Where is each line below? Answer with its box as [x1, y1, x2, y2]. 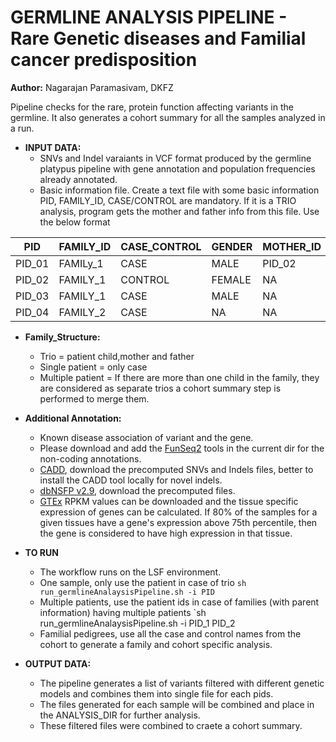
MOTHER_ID [262, 239, 322, 253]
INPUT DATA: [24, 141, 82, 153]
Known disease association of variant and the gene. [39, 431, 254, 443]
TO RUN [24, 546, 59, 558]
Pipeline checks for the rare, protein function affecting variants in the [10, 101, 294, 113]
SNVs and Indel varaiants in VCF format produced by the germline [39, 152, 312, 164]
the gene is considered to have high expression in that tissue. [39, 527, 293, 539]
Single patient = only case [39, 361, 148, 373]
